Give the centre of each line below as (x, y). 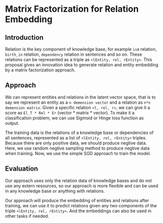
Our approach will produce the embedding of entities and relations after (77, 200)
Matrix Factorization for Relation (72, 9)
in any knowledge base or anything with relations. (55, 191)
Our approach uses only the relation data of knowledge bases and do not (79, 180)
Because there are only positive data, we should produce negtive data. (76, 143)
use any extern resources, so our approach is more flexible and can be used (82, 186)
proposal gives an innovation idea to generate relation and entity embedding (82, 65)
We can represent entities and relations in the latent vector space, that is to (81, 97)
